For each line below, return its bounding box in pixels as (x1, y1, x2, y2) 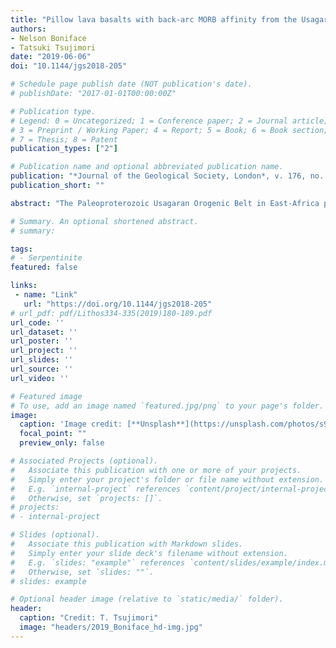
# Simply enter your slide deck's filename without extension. (10, 548, 288, 558)
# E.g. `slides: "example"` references (10, 557, 186, 568)
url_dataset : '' (10, 327, 78, 337)
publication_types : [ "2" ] (10, 144, 118, 154)
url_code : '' (10, 317, 65, 328)
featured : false (10, 262, 78, 273)
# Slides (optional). (10, 530, 101, 540)
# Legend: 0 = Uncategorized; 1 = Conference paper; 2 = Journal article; (10, 116, 329, 126)
